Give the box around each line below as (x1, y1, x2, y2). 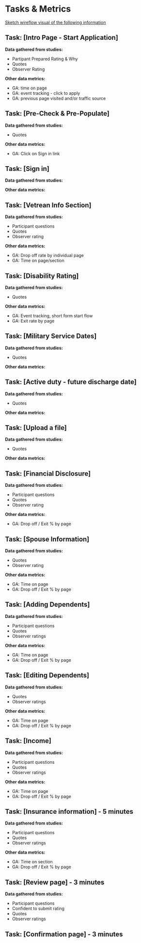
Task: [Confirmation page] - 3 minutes (5, 930, 123, 938)
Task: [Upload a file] (5, 424, 67, 432)
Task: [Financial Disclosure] (5, 469, 91, 478)
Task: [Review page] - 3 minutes (5, 878, 105, 886)
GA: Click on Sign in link (12, 151, 60, 156)
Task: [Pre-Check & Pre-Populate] (5, 109, 110, 118)
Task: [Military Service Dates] (5, 332, 97, 341)
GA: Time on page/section (12, 257, 64, 263)
